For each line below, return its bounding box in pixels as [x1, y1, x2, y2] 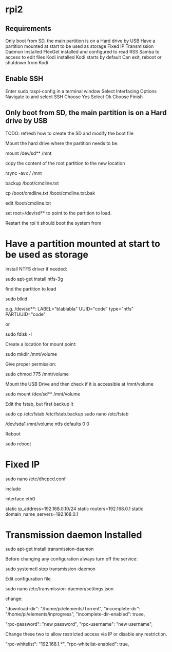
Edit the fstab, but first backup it [5, 401, 73, 407]
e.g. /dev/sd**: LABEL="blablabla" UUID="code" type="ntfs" [5, 305, 134, 312]
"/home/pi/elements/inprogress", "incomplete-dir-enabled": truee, [5, 611, 145, 618]
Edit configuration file [5, 576, 51, 582]
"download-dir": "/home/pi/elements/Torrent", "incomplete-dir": [5, 606, 141, 612]
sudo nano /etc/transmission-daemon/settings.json [5, 586, 114, 592]
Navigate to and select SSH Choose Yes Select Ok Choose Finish [5, 94, 143, 100]
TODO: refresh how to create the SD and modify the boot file [5, 130, 133, 136]
